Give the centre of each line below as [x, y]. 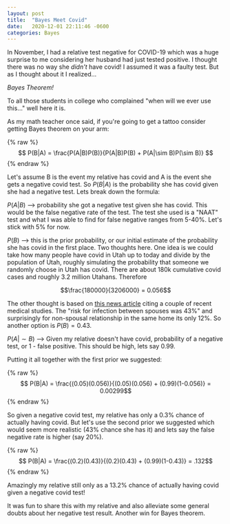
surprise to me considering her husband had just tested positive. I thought [112, 60]
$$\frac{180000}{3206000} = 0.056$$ [116, 291]
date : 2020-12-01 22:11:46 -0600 [58, 26]
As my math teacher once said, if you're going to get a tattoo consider [106, 122]
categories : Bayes [33, 33]
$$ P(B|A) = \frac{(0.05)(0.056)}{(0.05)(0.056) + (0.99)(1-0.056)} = [116, 384]
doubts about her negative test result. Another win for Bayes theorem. [106, 513]
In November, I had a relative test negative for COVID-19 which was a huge [113, 52]
